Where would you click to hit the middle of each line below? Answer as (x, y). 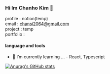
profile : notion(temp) (27, 19)
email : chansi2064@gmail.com (37, 24)
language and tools (25, 45)
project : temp (19, 29)
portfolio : (15, 35)
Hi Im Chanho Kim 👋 (29, 8)
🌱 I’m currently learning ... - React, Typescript (58, 57)
